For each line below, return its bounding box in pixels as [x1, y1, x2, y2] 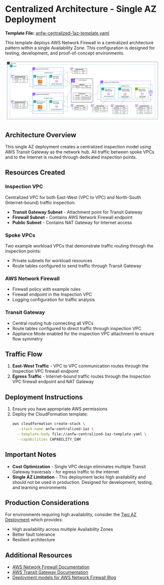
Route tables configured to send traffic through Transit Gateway [12, 263, 141, 269]
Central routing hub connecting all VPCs [12, 320, 94, 326]
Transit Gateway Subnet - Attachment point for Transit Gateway [12, 209, 143, 215]
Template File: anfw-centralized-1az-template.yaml [5, 30, 109, 36]
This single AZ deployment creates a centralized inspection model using [5, 144, 151, 150]
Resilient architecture [12, 537, 55, 543]
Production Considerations [5, 499, 89, 507]
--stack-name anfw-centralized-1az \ [17, 426, 94, 432]
